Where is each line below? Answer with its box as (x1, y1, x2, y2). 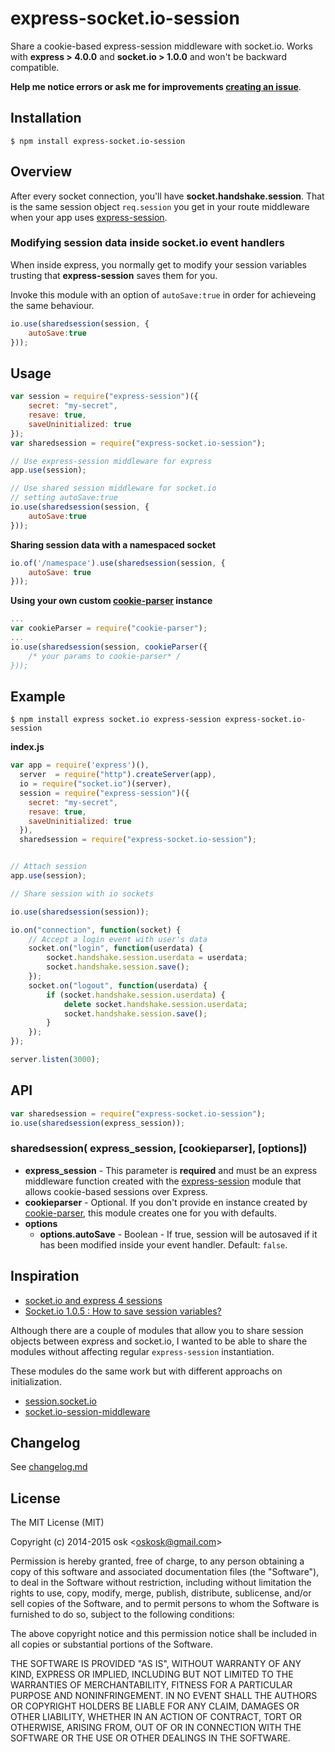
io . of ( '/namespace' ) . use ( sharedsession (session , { (10, 558, 226, 568)
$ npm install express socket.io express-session (10, 715, 222, 725)
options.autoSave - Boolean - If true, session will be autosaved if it (39, 1228, 318, 1240)
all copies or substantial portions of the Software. (10, 1638, 213, 1651)
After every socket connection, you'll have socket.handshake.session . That (10, 190, 325, 202)
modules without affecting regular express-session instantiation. (10, 1345, 275, 1357)
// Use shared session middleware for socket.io (10, 483, 217, 494)
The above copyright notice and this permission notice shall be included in (10, 1628, 317, 1640)
